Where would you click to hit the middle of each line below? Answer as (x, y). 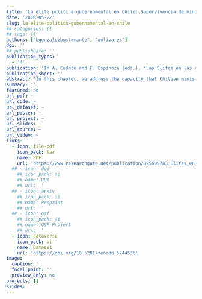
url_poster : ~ (24, 113)
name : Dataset (35, 247)
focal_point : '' (32, 270)
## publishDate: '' (31, 51)
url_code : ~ (21, 101)
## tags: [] (21, 34)
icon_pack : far (36, 152)
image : (14, 259)
